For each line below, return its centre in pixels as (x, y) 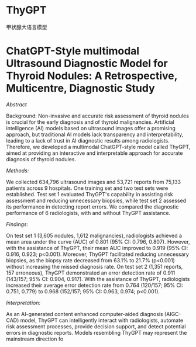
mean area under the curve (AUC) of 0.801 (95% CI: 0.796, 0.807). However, (98, 242)
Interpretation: (23, 303)
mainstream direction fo (35, 339)
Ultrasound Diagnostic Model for (87, 63)
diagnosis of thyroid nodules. (41, 159)
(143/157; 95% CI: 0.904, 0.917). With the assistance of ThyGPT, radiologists (98, 279)
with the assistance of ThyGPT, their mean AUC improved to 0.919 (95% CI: (97, 248)
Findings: (17, 224)
